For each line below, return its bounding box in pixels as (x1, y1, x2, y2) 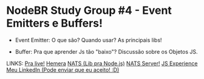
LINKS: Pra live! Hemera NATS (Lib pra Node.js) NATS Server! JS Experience (6, 60, 198, 67)
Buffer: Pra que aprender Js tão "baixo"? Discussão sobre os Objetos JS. (15, 48, 198, 55)
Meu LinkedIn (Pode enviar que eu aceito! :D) (6, 66, 120, 73)
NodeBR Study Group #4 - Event (6, 4, 172, 17)
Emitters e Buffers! (6, 16, 103, 30)
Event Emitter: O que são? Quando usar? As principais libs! (15, 36, 162, 43)
